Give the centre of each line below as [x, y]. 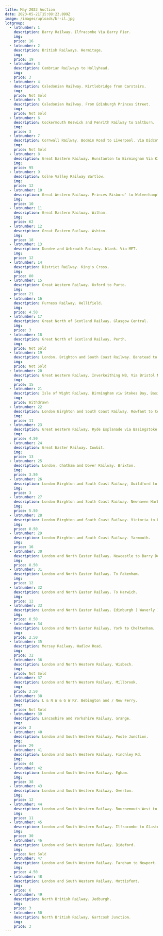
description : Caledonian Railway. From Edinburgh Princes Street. [82, 104]
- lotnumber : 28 [26, 515]
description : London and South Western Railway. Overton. [73, 791]
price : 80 [24, 276]
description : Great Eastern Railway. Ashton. [61, 231]
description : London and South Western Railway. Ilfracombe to [79, 827]
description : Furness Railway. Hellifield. [58, 303]
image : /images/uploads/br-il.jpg [40, 18]
